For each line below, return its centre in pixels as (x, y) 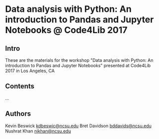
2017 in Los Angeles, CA (30, 71)
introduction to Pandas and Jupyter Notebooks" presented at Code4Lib (78, 66)
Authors (18, 114)
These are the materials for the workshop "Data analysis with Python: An (79, 60)
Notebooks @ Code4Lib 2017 (66, 30)
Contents (20, 86)
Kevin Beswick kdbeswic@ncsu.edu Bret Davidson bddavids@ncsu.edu (79, 126)
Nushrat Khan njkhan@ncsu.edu (38, 131)
